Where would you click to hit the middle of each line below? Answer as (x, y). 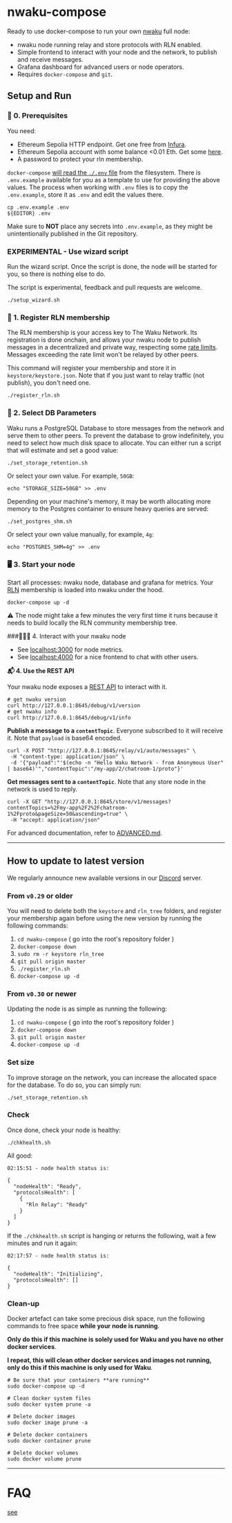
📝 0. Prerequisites (37, 116)
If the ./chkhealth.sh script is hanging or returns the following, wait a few (112, 1235)
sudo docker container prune (49, 1441)
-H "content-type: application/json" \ (68, 756)
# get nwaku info (32, 711)
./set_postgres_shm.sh (40, 521)
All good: (20, 1156)
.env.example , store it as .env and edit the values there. (86, 194)
